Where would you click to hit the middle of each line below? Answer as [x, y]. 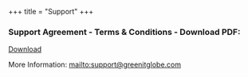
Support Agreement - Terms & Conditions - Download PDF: [124, 32]
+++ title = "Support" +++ [51, 12]
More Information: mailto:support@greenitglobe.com [95, 65]
